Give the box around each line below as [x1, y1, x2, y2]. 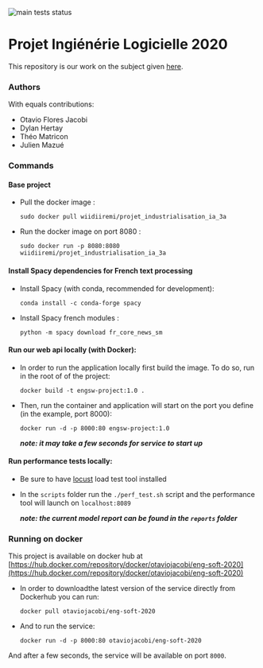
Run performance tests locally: [8, 456, 113, 466]
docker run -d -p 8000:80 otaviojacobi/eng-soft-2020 [19, 637, 202, 645]
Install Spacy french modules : [19, 313, 119, 322]
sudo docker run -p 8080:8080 [19, 243, 121, 250]
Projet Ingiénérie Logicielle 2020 [8, 36, 228, 53]
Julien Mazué [19, 140, 64, 150]
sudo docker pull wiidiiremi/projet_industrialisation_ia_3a [19, 213, 227, 221]
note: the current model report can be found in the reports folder [19, 513, 238, 522]
